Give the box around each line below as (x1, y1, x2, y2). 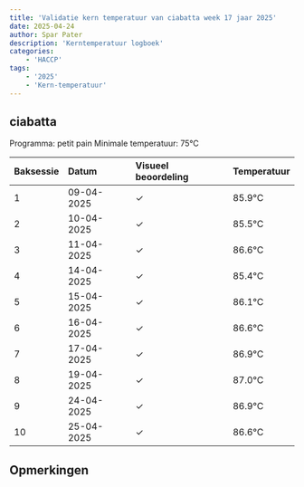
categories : (9, 47, 54, 56)
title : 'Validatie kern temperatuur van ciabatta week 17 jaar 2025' (9, 13, 278, 23)
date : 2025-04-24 (9, 22, 75, 31)
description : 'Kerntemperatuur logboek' (9, 38, 165, 48)
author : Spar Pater (9, 30, 83, 39)
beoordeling (135, 171, 189, 184)
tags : (9, 64, 30, 73)
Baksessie (14, 165, 60, 177)
